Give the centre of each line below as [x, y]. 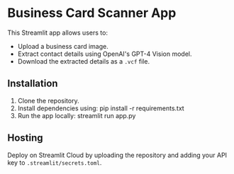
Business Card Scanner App [92, 13]
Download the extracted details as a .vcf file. [84, 61]
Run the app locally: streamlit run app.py [77, 115]
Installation [33, 84]
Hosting [26, 138]
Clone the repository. [48, 100]
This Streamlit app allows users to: [58, 33]
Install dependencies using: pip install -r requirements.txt [101, 108]
